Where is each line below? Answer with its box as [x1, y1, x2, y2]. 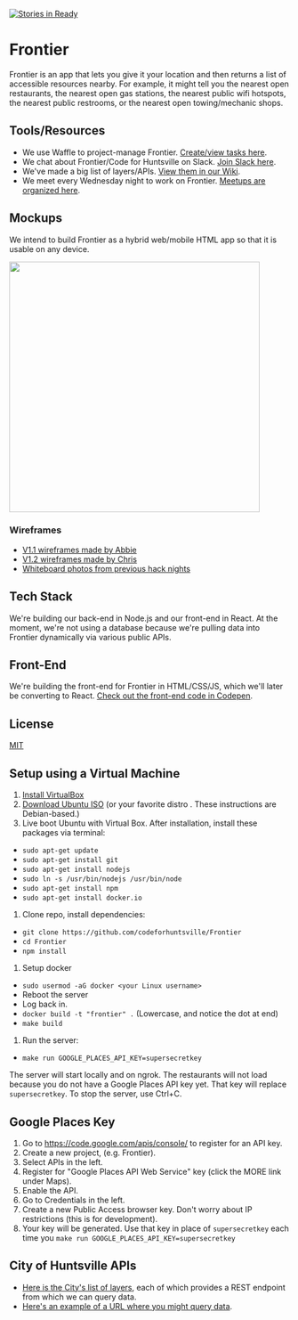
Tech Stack [9, 589, 73, 605]
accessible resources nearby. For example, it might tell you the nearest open [9, 78, 289, 89]
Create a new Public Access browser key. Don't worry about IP [21, 1203, 253, 1215]
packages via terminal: [21, 827, 106, 838]
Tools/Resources [9, 123, 106, 138]
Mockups [9, 210, 63, 226]
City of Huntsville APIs [9, 1259, 137, 1274]
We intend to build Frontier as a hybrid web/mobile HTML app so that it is [9, 234, 278, 245]
